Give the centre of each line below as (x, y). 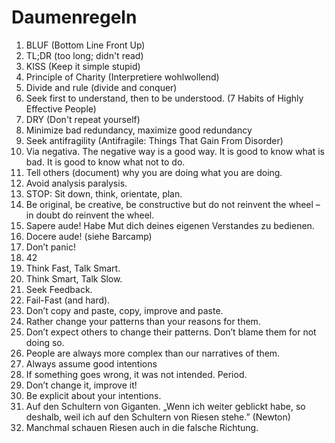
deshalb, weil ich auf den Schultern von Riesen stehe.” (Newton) (158, 417)
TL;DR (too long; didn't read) (84, 55)
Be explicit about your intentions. (93, 395)
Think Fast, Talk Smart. (73, 268)
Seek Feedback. (59, 289)
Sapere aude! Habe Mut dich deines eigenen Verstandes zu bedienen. (170, 225)
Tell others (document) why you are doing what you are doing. (154, 172)
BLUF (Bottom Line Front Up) (85, 45)
